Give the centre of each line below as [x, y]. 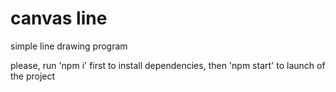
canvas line [59, 18]
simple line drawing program [69, 46]
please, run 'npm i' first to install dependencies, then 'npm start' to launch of [168, 65]
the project [33, 76]
